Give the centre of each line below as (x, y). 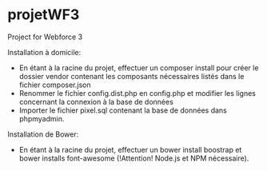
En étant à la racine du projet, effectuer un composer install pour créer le (139, 68)
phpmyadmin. (42, 118)
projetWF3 (44, 15)
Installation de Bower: (43, 134)
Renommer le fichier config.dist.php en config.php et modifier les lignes (137, 93)
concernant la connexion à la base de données (96, 101)
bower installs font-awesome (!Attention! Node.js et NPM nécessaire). (134, 158)
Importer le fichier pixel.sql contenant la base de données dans (123, 110)
